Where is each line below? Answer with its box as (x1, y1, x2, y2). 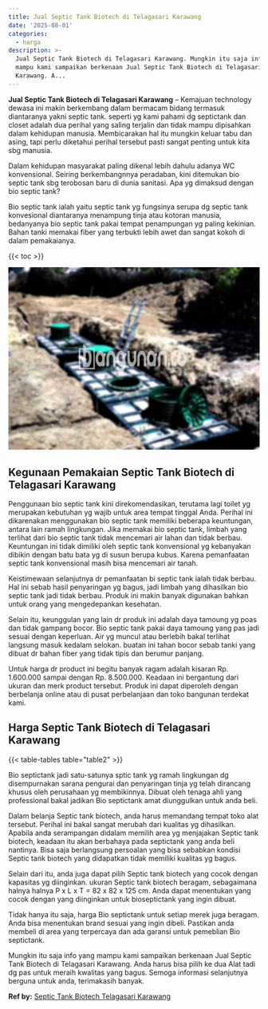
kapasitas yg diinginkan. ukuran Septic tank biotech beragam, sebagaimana (8, 877, 258, 887)
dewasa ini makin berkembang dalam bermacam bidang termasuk (8, 103, 225, 112)
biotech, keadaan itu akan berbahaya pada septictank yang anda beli (8, 836, 235, 845)
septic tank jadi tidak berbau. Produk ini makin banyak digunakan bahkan (8, 591, 249, 601)
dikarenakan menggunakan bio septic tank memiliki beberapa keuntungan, (8, 516, 254, 526)
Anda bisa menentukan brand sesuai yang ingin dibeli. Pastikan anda (8, 918, 235, 928)
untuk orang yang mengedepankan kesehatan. (8, 599, 162, 609)
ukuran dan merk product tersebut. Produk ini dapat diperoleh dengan (8, 681, 238, 691)
